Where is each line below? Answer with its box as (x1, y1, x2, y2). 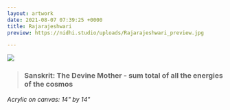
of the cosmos (23, 80, 73, 89)
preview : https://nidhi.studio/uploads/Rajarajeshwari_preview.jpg (7, 29, 205, 36)
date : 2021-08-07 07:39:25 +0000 (7, 16, 103, 23)
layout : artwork (7, 10, 54, 17)
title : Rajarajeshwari (7, 23, 72, 30)
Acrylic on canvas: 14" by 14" (7, 95, 91, 103)
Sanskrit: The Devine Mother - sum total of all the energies (23, 71, 223, 80)
